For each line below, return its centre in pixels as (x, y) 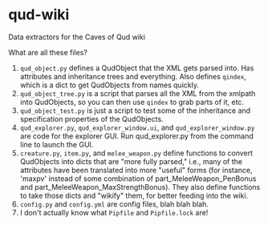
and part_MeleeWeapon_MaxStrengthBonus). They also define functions (140, 187)
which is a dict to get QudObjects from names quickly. (109, 85)
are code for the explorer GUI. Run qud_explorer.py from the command (137, 136)
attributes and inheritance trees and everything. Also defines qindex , (133, 76)
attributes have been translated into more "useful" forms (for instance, (136, 170)
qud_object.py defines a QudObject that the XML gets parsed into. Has (137, 68)
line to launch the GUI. (57, 144)
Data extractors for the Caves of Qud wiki (77, 37)
